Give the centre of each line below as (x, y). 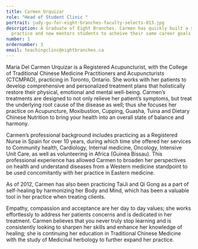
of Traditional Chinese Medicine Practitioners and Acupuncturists (85, 73)
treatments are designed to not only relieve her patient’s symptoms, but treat (99, 98)
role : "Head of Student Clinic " (47, 17)
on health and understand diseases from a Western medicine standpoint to (97, 166)
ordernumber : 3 (25, 45)
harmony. (18, 123)
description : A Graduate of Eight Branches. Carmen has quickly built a (97, 28)
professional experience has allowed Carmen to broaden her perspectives (96, 160)
